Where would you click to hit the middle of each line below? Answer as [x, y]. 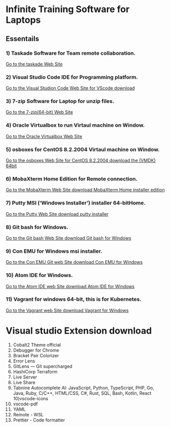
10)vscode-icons [31, 398]
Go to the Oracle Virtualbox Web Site [44, 136]
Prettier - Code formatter [39, 420]
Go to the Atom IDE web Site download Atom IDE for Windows [70, 286]
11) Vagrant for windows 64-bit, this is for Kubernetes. [74, 299]
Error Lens [24, 361]
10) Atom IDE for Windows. [39, 275]
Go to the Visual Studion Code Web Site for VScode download [70, 88]
